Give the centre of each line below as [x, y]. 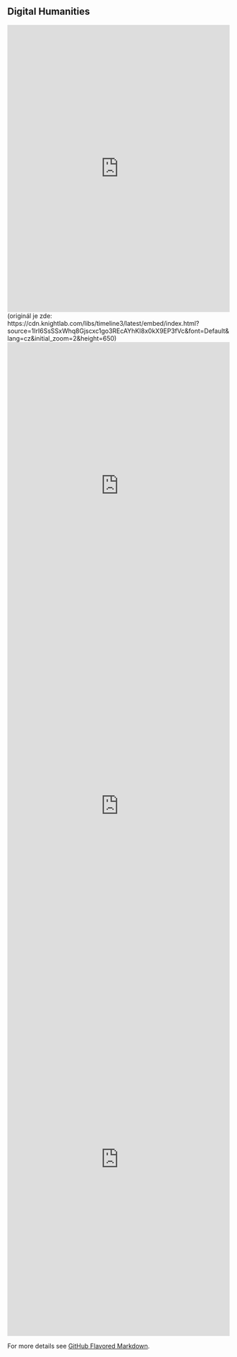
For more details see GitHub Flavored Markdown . [79, 1346]
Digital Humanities [49, 12]
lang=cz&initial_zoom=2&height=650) [62, 338]
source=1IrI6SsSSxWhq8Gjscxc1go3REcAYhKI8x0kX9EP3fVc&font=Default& [118, 331]
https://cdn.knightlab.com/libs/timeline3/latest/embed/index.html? [103, 323]
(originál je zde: [30, 316]
